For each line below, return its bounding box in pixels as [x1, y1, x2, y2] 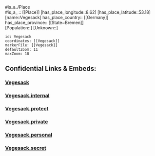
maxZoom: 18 [5, 51, 29, 56]
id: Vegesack [5, 34, 32, 39]
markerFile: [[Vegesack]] [5, 43, 58, 48]
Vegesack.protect [5, 105, 49, 112]
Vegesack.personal [5, 132, 53, 138]
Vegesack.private [5, 118, 48, 125]
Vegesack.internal [5, 92, 50, 99]
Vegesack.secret [5, 144, 46, 151]
